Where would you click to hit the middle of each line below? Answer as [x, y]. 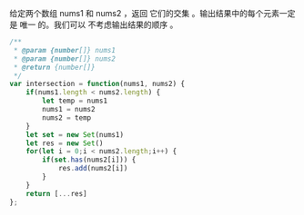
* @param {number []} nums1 [65, 50]
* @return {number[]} [54, 67]
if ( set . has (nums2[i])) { [89, 160]
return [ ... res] [57, 193]
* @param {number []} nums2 [65, 59]
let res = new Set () [65, 143]
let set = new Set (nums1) [75, 134]
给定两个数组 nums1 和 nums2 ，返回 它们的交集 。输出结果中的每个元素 [145, 13]
